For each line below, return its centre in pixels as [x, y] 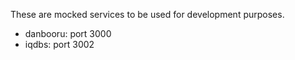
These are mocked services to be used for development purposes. [147, 14]
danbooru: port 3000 [68, 33]
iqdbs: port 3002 [59, 44]
